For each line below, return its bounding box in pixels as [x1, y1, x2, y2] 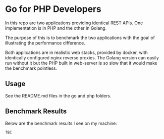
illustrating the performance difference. [5, 40, 85, 46]
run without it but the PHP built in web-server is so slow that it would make [5, 60, 158, 66]
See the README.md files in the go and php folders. [5, 93, 111, 98]
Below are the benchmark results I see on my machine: [5, 120, 117, 126]
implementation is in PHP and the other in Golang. [5, 25, 107, 31]
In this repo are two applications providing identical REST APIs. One [5, 20, 143, 26]
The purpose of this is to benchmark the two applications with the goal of [5, 35, 155, 41]
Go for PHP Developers [5, 3, 102, 15]
